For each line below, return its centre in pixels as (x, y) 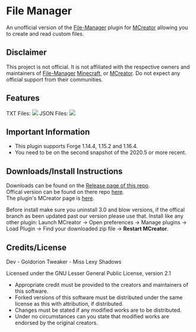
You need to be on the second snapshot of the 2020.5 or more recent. (100, 152)
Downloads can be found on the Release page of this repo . (78, 186)
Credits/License (37, 247)
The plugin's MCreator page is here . (50, 198)
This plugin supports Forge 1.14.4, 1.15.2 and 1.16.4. (76, 146)
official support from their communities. (55, 79)
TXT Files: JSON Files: (37, 113)
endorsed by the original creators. (56, 323)
